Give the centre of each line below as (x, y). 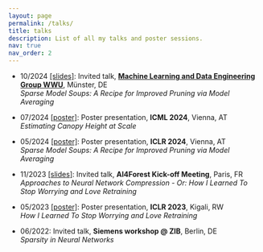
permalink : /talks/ (41, 23)
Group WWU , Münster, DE (64, 85)
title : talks (30, 31)
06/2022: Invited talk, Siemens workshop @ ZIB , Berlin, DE (118, 231)
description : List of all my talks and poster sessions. (106, 38)
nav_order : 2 (30, 53)
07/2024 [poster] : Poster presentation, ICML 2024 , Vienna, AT (123, 117)
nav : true (25, 46)
